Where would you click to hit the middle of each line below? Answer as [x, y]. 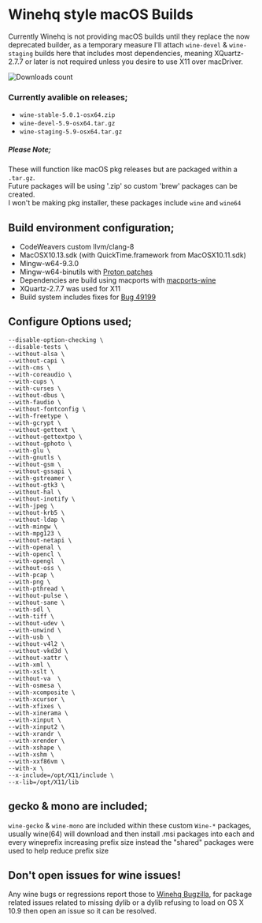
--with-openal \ [35, 547]
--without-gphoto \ [40, 444]
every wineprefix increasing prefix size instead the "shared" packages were [131, 842]
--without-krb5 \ [37, 512]
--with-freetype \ [38, 416]
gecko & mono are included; [78, 807]
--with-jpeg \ [31, 506]
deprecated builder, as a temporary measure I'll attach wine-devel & [118, 44]
